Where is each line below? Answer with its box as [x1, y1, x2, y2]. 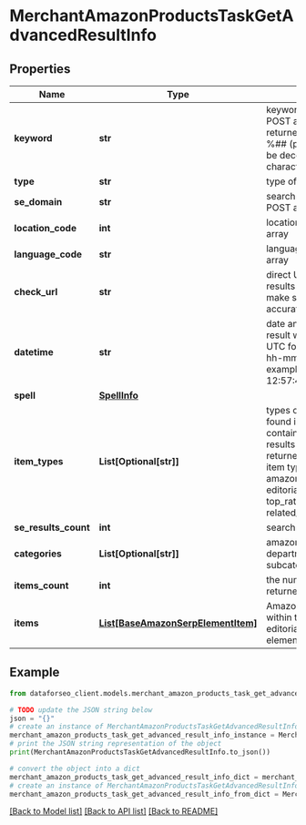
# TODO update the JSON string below [9, 705, 153, 715]
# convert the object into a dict [9, 764, 141, 773]
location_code [14, 222, 77, 234]
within [265, 611, 292, 624]
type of [265, 175, 298, 188]
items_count [14, 579, 69, 592]
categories [14, 547, 62, 560]
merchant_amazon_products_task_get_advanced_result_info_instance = [9, 730, 275, 740]
